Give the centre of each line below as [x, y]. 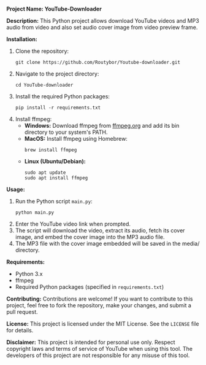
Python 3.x [29, 274]
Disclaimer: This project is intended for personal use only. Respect [91, 342]
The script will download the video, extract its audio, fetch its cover [100, 230]
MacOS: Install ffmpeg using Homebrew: [76, 139]
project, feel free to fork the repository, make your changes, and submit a [99, 305]
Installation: [22, 39]
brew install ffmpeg [51, 150]
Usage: [16, 189]
